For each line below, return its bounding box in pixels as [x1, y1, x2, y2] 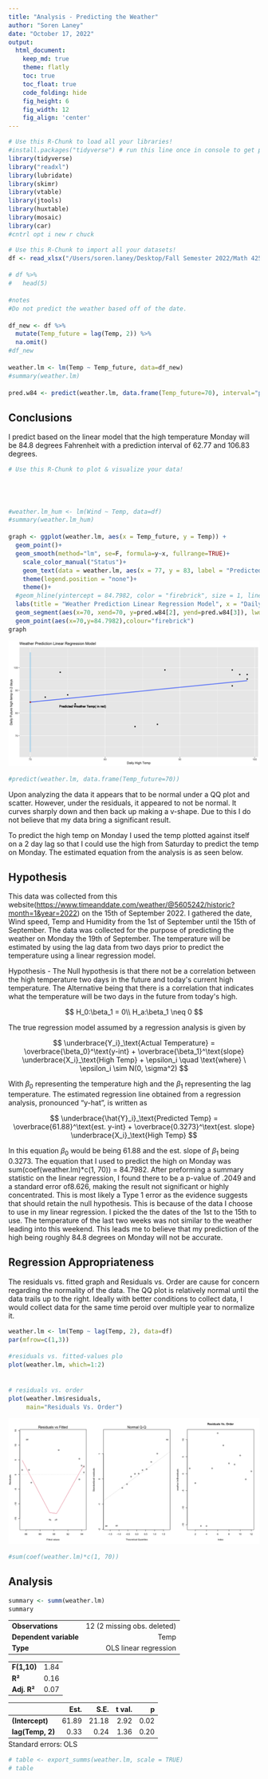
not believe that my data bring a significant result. [8, 815, 171, 824]
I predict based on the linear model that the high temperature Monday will [8, 432, 250, 442]
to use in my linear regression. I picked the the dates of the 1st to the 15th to [8, 1207, 257, 1216]
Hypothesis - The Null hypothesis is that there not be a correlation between [8, 967, 256, 976]
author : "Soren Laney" [8, 21, 84, 30]
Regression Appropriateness [8, 1255, 154, 1269]
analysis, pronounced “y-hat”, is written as [8, 1098, 148, 1108]
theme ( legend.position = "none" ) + [22, 575, 137, 583]
